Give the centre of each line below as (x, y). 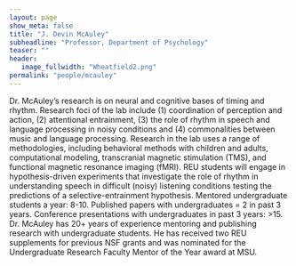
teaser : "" (29, 51)
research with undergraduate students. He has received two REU (128, 233)
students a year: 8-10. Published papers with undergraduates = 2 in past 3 (145, 205)
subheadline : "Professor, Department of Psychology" (109, 42)
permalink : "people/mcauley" (63, 76)
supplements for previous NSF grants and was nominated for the (128, 242)
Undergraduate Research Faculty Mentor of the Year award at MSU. (133, 252)
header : (24, 59)
